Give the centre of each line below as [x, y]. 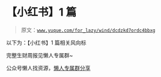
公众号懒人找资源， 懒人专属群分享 [48, 68]
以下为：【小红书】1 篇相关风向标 [46, 42]
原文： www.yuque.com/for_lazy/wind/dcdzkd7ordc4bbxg [88, 30]
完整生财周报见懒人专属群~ [40, 55]
